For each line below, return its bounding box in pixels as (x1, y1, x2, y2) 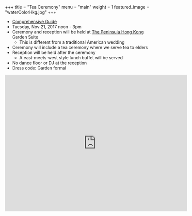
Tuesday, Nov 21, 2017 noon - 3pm (12, 24, 81, 30)
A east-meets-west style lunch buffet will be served (19, 55, 123, 60)
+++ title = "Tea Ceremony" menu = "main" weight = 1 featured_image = (5, 4, 149, 10)
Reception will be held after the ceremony (12, 50, 96, 55)
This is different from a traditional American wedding (19, 39, 125, 45)
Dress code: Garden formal (12, 65, 66, 71)
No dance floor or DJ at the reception (12, 60, 87, 66)
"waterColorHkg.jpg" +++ (5, 9, 57, 15)
